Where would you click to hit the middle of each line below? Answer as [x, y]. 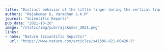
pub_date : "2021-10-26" [29, 23]
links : [12, 32]
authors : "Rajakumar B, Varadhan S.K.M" [47, 14]
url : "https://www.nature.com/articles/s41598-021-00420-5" [72, 41]
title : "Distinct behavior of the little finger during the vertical [78, 9]
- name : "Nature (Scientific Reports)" [46, 37]
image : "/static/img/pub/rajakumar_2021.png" [52, 28]
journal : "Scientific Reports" [37, 18]
